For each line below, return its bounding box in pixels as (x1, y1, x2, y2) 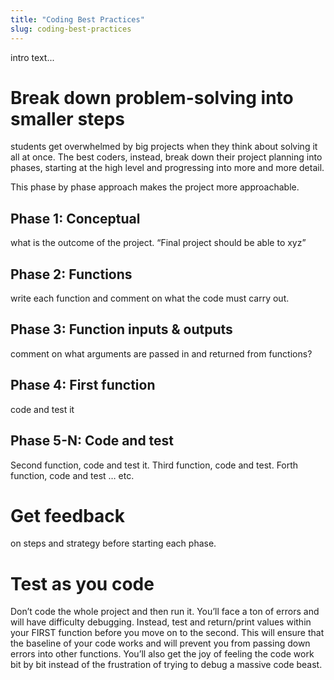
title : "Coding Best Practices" (10, 14, 145, 25)
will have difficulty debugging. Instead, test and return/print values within (10, 616, 312, 628)
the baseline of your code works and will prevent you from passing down (10, 637, 311, 650)
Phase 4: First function (10, 377, 156, 394)
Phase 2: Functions (10, 266, 133, 283)
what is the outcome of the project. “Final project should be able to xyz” (10, 237, 307, 249)
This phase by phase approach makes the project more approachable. (10, 181, 300, 193)
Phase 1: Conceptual (10, 210, 141, 227)
